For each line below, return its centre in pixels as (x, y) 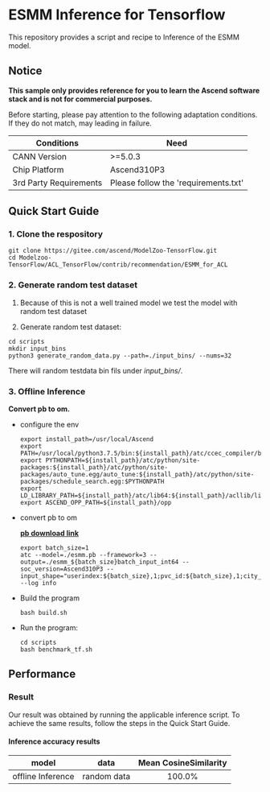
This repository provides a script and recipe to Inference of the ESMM (124, 37)
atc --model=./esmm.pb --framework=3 (83, 555)
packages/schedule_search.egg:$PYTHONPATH (92, 482)
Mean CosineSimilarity (182, 762)
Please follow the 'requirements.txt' (176, 183)
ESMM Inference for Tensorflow (117, 15)
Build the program (50, 598)
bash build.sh (43, 613)
